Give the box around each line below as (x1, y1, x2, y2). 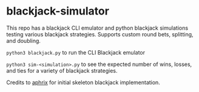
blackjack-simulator (6, 4, 109, 18)
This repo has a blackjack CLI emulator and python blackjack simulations (6, 24, 189, 31)
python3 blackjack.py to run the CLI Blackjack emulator (6, 48, 146, 56)
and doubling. (6, 37, 41, 44)
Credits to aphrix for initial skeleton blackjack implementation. (6, 79, 161, 86)
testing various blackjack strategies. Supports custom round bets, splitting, (6, 30, 194, 38)
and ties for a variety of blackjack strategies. (6, 67, 118, 74)
